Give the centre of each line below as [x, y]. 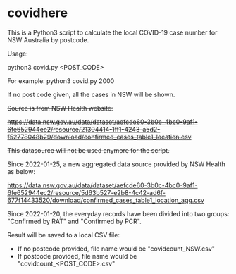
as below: [21, 171]
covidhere [38, 13]
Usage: [18, 54]
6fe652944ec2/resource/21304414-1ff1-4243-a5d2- [84, 129]
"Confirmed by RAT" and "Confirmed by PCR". [75, 221]
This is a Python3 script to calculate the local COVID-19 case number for [112, 32]
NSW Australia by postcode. [48, 39]
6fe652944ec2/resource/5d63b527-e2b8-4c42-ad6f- [86, 192]
